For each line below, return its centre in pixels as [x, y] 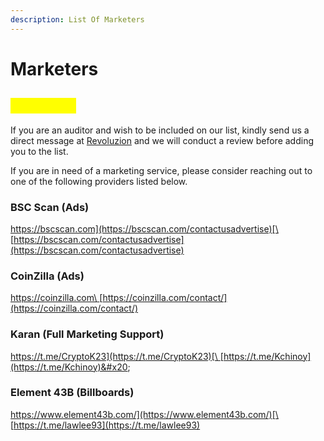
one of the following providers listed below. [99, 181]
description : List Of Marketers [77, 19]
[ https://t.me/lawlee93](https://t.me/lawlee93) [105, 425]
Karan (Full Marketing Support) [87, 334]
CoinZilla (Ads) [47, 276]
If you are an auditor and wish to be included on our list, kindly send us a [160, 130]
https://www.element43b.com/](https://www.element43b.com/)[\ [144, 414]
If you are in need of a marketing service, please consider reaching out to [161, 170]
